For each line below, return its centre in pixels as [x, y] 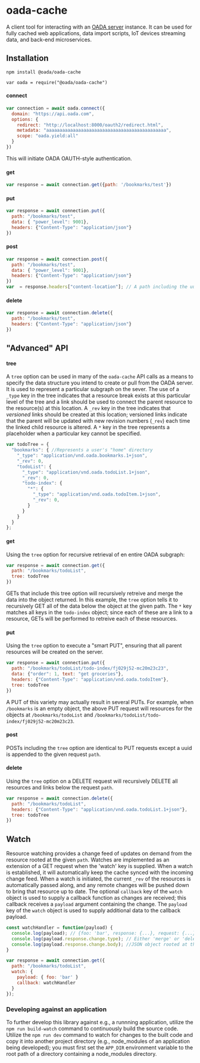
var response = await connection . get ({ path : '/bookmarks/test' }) [89, 185]
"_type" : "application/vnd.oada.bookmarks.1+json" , [82, 456]
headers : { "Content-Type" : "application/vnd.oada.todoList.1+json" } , [99, 809]
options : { [25, 119]
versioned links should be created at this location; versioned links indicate [97, 414]
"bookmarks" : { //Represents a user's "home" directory [82, 450]
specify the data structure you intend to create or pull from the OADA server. [100, 383]
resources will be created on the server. [55, 652]
